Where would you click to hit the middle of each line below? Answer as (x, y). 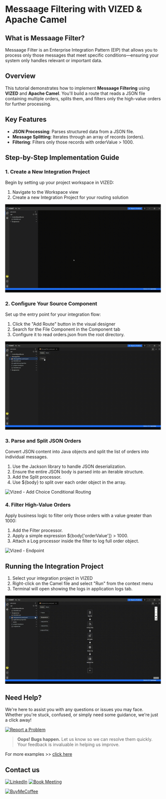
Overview (21, 76)
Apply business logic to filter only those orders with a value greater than (79, 515)
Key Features (26, 119)
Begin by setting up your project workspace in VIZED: (60, 183)
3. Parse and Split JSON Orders (43, 440)
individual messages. (27, 457)
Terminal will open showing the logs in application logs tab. (72, 589)
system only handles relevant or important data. (54, 60)
